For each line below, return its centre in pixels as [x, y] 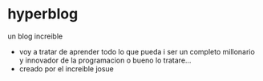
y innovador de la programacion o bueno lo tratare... [105, 60]
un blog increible [35, 36]
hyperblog [43, 14]
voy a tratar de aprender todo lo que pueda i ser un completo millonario [137, 51]
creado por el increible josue [66, 68]
